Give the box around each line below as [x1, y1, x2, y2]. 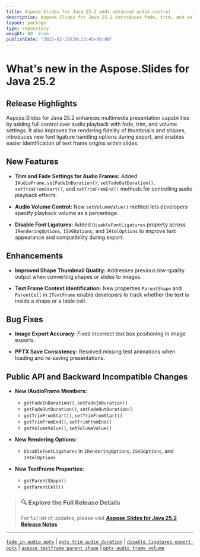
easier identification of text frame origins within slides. [6, 139, 139, 147]
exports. [14, 337, 36, 344]
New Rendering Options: [14, 436, 77, 443]
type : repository [6, 25, 49, 32]
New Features [6, 157, 59, 167]
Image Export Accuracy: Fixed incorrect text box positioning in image [14, 330, 186, 337]
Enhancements [6, 251, 64, 261]
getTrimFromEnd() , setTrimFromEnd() [23, 418, 112, 425]
